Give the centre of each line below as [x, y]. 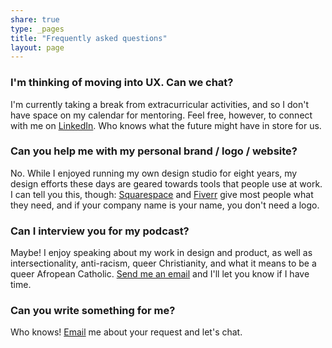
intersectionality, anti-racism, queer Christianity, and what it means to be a [163, 263]
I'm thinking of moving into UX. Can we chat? [122, 83]
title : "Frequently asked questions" [89, 38]
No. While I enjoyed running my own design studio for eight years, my [154, 173]
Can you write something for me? [93, 311]
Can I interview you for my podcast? [100, 231]
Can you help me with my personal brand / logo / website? [154, 151]
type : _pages [37, 29]
